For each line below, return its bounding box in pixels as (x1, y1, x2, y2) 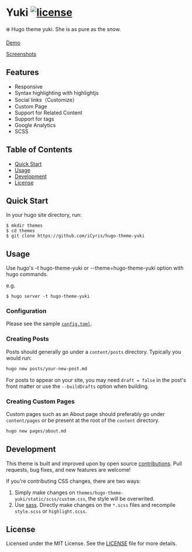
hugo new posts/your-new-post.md (6, 366, 88, 372)
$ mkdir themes (6, 223, 43, 229)
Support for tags (14, 115, 54, 122)
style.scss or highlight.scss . (14, 507, 88, 514)
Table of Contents (6, 145, 73, 155)
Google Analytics (14, 121, 56, 128)
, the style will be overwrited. (85, 495, 155, 502)
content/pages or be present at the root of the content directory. (6, 417, 160, 424)
